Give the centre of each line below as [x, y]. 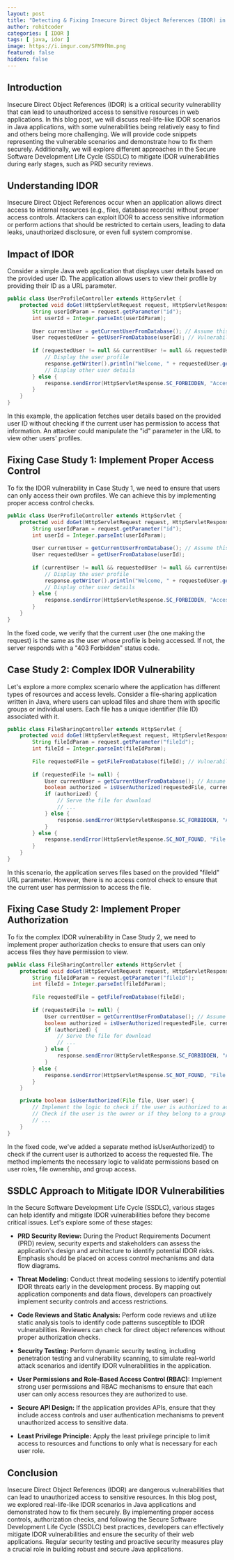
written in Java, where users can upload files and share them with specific [114, 701]
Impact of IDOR [41, 254]
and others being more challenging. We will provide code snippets [102, 134]
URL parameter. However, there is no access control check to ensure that [112, 880]
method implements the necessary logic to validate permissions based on [113, 1162]
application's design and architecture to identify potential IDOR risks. [116, 1251]
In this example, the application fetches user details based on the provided [114, 416]
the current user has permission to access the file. [79, 887]
